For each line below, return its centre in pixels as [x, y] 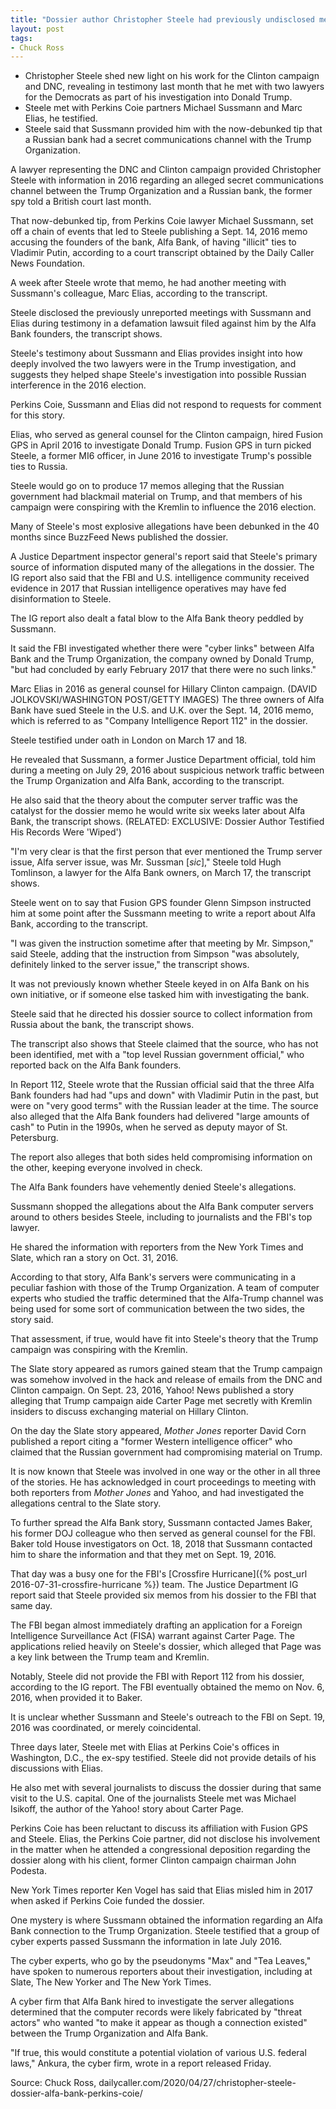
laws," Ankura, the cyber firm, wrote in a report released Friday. [141, 2063]
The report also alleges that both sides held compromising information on [161, 1157]
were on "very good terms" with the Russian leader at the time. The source [164, 1106]
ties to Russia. [39, 467]
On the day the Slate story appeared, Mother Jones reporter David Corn [158, 1431]
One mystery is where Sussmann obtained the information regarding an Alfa [166, 1920]
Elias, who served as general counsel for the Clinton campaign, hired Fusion [167, 435]
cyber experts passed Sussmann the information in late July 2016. [146, 1942]
